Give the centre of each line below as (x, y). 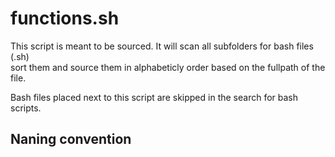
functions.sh (65, 18)
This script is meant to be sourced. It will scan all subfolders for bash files (162, 46)
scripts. (26, 108)
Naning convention (71, 139)
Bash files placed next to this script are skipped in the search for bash (154, 97)
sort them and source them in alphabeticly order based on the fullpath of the (168, 67)
